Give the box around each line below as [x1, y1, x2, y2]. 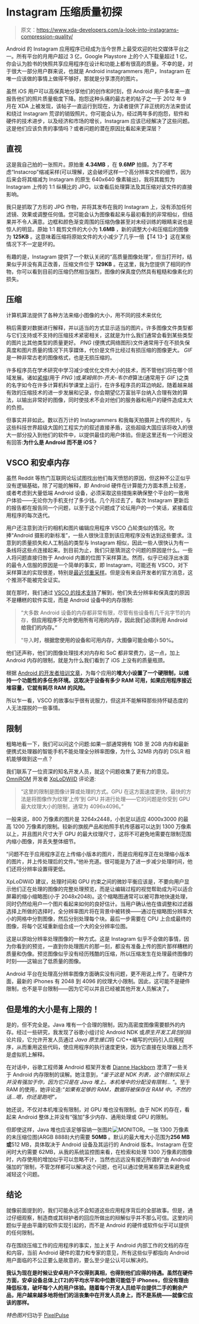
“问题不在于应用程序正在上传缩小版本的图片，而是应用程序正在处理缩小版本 [6, 850, 191, 857]
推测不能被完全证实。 [11, 577, 63, 584]
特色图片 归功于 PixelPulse [6, 1312, 69, 1319]
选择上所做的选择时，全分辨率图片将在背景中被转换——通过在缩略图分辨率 [6, 908, 188, 915]
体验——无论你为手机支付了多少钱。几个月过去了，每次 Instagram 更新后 [11, 497, 190, 504]
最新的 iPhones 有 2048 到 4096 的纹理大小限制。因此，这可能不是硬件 [16, 978, 191, 985]
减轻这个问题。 [6, 1170, 43, 1178]
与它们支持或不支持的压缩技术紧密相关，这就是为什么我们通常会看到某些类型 [6, 331, 193, 339]
